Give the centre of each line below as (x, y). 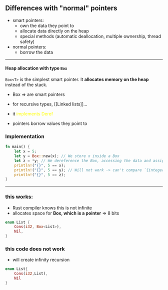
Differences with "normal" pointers (61, 8)
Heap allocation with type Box (36, 68)
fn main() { (17, 147)
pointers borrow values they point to (50, 123)
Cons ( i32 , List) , (31, 274)
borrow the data (36, 52)
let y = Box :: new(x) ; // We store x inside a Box (67, 156)
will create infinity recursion (41, 260)
